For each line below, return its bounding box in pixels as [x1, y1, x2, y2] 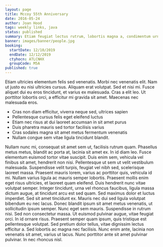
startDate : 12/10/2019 [9, 47, 55, 52]
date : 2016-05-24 [5, 16, 40, 21]
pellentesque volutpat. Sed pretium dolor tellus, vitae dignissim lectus [5, 221, 144, 227]
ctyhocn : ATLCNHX [9, 57, 45, 62]
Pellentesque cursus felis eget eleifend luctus [12, 114, 103, 120]
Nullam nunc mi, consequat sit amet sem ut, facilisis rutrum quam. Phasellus [5, 144, 158, 150]
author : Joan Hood [5, 20, 42, 26]
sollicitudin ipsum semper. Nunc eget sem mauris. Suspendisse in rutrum [5, 206, 151, 211]
